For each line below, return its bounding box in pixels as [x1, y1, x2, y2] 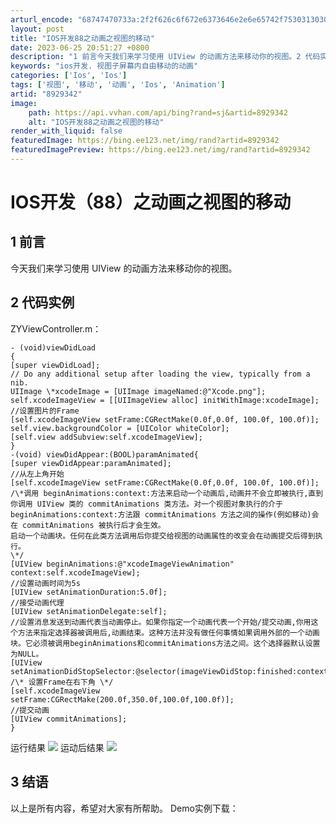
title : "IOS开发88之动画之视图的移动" [10, 33, 156, 43]
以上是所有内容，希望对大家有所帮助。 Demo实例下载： [10, 802, 239, 814]
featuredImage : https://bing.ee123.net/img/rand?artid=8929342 [10, 136, 280, 146]
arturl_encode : [10, 14, 74, 25]
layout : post [10, 24, 65, 34]
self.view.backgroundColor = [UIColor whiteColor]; [10, 423, 230, 433]
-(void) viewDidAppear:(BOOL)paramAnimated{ [10, 449, 199, 460]
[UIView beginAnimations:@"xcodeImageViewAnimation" [10, 559, 235, 569]
